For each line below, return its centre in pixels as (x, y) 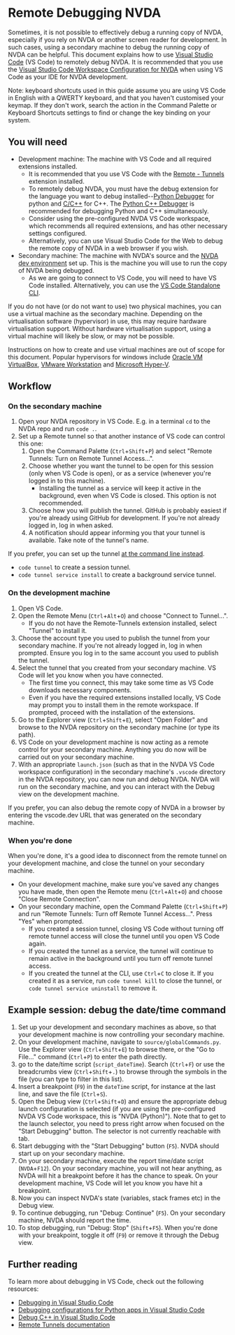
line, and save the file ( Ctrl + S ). (63, 1094)
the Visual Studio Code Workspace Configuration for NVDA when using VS (115, 69)
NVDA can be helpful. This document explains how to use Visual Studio (111, 55)
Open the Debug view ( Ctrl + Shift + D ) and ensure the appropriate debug (122, 1101)
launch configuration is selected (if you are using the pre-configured (117, 1108)
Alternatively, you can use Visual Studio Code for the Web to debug (126, 241)
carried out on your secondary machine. (76, 757)
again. (37, 944)
